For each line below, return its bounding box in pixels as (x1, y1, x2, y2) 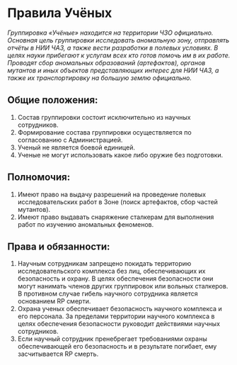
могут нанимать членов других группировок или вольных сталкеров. (17, 282, 229, 291)
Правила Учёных (7, 5, 112, 21)
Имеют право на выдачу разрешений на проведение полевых (17, 190, 207, 198)
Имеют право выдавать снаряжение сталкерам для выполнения (17, 213, 214, 221)
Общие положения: (7, 94, 98, 106)
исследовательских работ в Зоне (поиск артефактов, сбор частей (17, 197, 218, 206)
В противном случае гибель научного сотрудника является (17, 289, 198, 298)
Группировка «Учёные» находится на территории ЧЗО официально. (7, 28, 214, 37)
